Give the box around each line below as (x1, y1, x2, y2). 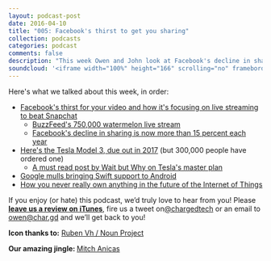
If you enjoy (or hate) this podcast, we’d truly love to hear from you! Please (8, 195, 256, 204)
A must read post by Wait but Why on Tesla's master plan (31, 162, 223, 172)
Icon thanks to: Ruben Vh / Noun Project (8, 228, 144, 238)
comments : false (8, 49, 63, 57)
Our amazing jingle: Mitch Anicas (8, 243, 120, 253)
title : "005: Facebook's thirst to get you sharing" (8, 27, 190, 35)
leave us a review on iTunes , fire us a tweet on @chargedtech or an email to (8, 204, 261, 213)
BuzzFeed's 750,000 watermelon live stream (31, 119, 181, 129)
